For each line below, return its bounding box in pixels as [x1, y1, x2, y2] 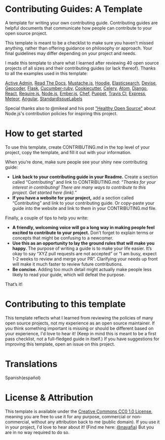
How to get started [5, 128, 83, 139]
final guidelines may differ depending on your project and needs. [5, 50, 136, 56]
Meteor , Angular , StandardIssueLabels [5, 95, 83, 102]
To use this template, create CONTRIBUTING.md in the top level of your [5, 144, 150, 150]
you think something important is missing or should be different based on [5, 325, 154, 331]
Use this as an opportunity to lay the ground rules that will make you [12, 240, 155, 246]
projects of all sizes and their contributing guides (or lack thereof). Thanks [5, 65, 156, 71]
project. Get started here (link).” [12, 189, 77, 196]
